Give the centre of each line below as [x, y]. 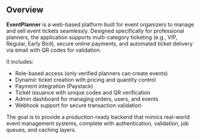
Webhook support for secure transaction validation [78, 105]
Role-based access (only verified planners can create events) [91, 73]
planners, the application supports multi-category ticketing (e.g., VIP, [92, 37]
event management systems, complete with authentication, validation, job [98, 123]
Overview [25, 10]
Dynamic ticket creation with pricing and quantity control [85, 79]
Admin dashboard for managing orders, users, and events [86, 99]
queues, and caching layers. [41, 129]
